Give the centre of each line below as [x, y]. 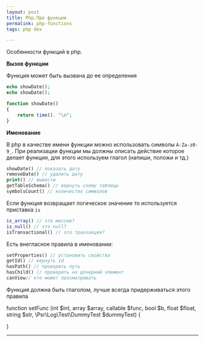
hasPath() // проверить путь [43, 267]
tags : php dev [24, 29]
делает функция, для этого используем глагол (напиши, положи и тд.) [98, 158]
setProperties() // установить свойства [59, 255]
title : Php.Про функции [37, 18]
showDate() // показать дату [43, 169]
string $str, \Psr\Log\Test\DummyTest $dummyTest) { [74, 314]
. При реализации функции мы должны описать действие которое [98, 151]
